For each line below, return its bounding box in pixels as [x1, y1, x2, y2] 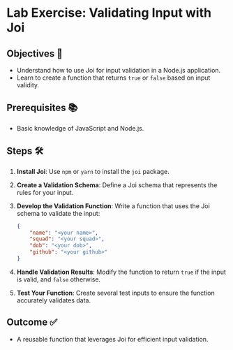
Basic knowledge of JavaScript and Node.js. [16, 124, 144, 132]
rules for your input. [16, 188, 74, 196]
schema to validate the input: [16, 209, 100, 217]
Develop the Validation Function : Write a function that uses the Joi [16, 201, 210, 210]
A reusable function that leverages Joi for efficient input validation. [16, 335, 209, 343]
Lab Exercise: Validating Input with [6, 5, 212, 21]
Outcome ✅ [6, 316, 58, 328]
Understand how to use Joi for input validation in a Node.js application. [16, 66, 221, 74]
